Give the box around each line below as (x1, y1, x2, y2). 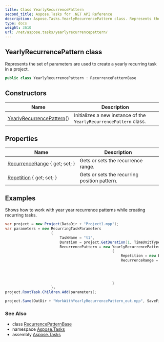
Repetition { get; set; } (7, 174, 57, 181)
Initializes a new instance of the (74, 112, 146, 119)
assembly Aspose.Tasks (12, 332, 61, 338)
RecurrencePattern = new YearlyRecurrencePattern (59, 244, 163, 249)
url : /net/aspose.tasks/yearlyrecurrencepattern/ (5, 30, 108, 35)
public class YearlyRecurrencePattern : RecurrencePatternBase (5, 75, 137, 81)
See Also (5, 310, 27, 317)
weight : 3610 (5, 25, 32, 30)
